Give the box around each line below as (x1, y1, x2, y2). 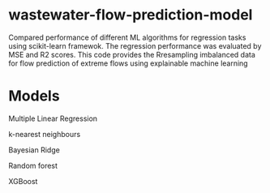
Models (8, 87, 60, 105)
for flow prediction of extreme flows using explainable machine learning (8, 58, 249, 68)
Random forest (8, 161, 58, 170)
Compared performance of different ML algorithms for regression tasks (8, 32, 246, 42)
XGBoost (8, 176, 38, 186)
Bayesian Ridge (8, 144, 61, 155)
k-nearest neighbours (8, 129, 81, 139)
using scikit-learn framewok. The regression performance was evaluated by (8, 41, 262, 50)
